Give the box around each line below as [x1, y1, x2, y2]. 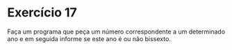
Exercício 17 [7, 5, 78, 21]
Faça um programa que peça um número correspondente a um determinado [7, 27, 226, 36]
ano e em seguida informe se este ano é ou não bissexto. [7, 34, 172, 42]
